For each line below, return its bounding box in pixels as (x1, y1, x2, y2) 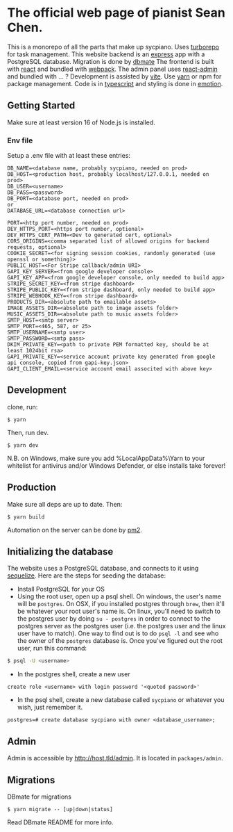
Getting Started (7, 99, 76, 112)
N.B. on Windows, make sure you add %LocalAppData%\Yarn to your (7, 454, 205, 462)
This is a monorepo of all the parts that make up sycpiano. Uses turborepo (7, 42, 220, 51)
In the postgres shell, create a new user (17, 670, 130, 678)
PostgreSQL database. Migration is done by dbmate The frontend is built (7, 57, 214, 65)
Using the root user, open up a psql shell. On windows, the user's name (17, 592, 222, 601)
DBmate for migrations (7, 792, 71, 801)
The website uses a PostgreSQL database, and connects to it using (7, 564, 199, 573)
